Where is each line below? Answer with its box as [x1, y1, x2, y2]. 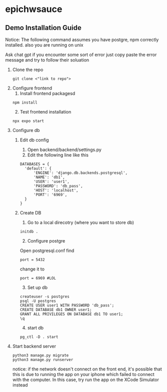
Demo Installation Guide [5, 23, 81, 32]
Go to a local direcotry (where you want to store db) [27, 219, 134, 225]
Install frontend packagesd [19, 90, 75, 96]
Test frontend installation [19, 109, 71, 114]
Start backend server [12, 343, 56, 349]
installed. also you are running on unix [5, 42, 83, 48]
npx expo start [12, 118, 44, 123]
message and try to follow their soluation [5, 57, 89, 63]
